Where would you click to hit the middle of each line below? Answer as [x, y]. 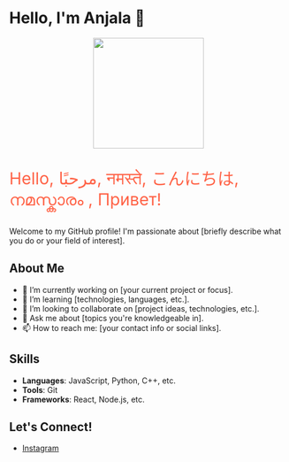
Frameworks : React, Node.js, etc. [84, 399]
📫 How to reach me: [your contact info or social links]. [122, 327]
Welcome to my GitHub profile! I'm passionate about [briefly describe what [145, 231]
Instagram [40, 448]
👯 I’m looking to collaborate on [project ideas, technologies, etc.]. [141, 308]
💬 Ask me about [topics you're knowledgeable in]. [113, 318]
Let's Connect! [51, 427]
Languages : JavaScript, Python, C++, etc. [99, 381]
